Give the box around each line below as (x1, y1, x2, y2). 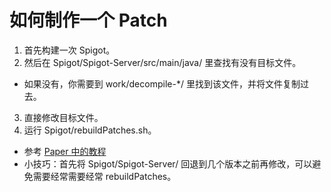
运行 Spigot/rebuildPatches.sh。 (23, 124, 157, 136)
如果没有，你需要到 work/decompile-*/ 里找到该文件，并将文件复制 (23, 77, 301, 90)
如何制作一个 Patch (9, 9, 168, 32)
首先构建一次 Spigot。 (23, 44, 116, 56)
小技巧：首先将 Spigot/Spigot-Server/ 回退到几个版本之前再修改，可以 (23, 157, 313, 170)
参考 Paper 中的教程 (23, 145, 107, 157)
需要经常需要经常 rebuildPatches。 (32, 170, 177, 182)
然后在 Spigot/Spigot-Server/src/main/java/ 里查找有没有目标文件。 (23, 56, 302, 68)
